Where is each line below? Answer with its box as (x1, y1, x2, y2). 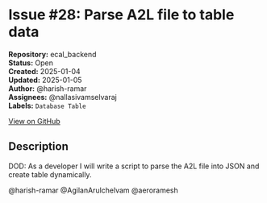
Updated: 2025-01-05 (8, 75, 82, 85)
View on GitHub (8, 116, 60, 126)
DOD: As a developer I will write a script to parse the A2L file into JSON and (8, 161, 260, 171)
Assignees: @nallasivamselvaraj (8, 92, 117, 101)
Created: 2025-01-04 (8, 66, 81, 76)
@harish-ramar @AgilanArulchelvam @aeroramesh (8, 185, 179, 195)
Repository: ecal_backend (8, 49, 97, 59)
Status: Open (8, 58, 54, 68)
